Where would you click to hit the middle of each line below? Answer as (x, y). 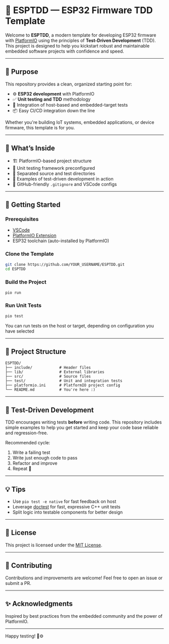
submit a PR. (18, 583)
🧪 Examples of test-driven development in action (63, 178)
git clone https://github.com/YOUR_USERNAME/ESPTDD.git (65, 264)
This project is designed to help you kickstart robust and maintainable (77, 45)
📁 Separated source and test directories (54, 173)
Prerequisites (22, 219)
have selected (20, 331)
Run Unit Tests (23, 305)
